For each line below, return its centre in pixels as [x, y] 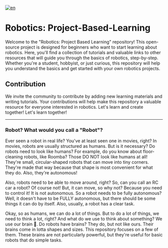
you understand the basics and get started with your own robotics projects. [83, 68]
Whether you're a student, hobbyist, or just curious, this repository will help [83, 63]
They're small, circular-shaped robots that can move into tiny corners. [77, 162]
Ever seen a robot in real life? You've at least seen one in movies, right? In [81, 141]
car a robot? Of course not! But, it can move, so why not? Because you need [84, 188]
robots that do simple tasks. [34, 240]
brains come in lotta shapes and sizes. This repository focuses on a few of [82, 229]
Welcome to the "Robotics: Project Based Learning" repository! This [75, 42]
